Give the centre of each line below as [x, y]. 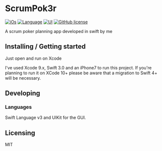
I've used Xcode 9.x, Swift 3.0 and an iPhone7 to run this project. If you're [78, 67]
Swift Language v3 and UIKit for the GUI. [45, 117]
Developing [22, 93]
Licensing [20, 133]
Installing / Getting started [45, 47]
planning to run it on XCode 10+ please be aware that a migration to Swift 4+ [81, 73]
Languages [19, 107]
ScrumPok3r [31, 8]
